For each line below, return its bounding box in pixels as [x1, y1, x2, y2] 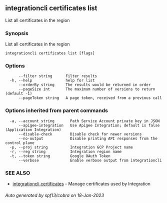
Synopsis [5, 29, 28, 36]
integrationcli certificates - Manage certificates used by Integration [12, 181, 151, 186]
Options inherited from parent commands [5, 107, 108, 114]
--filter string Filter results [18, 73, 97, 79]
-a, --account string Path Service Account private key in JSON [9, 118, 160, 123]
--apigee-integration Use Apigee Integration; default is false [18, 122, 160, 128]
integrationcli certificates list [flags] [5, 51, 95, 56]
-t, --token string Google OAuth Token [9, 153, 111, 158]
